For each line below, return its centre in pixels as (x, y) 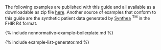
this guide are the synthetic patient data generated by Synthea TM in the (78, 18)
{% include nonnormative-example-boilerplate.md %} (59, 33)
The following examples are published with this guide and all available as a (80, 7)
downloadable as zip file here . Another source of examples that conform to (81, 12)
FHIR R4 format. (21, 23)
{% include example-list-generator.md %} (47, 42)
